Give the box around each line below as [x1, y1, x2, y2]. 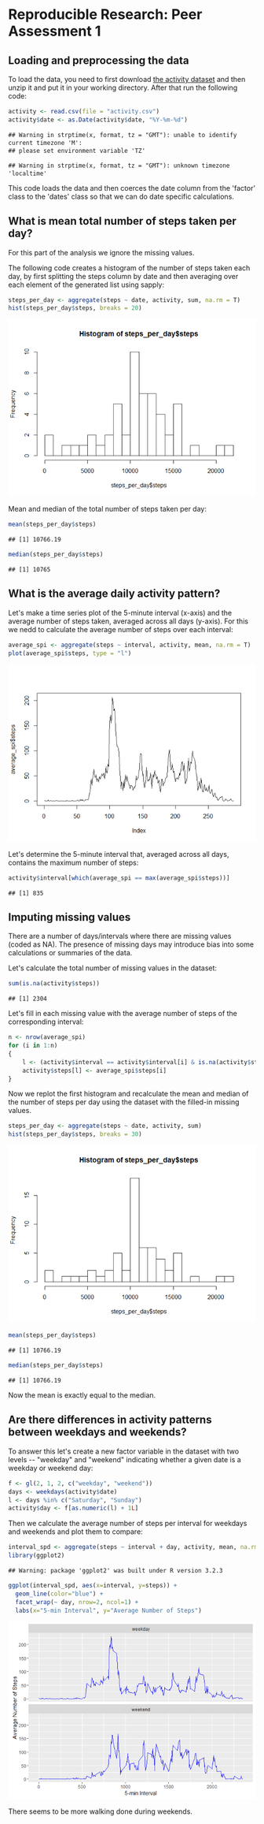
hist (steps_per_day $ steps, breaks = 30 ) [8, 1130, 143, 1138]
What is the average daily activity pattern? [8, 587, 221, 601]
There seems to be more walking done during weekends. [8, 1807, 192, 1816]
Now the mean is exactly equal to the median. [8, 1390, 156, 1400]
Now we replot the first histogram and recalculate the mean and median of [8, 1089, 249, 1099]
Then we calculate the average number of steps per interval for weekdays [8, 1519, 247, 1528]
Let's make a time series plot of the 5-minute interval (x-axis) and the [8, 608, 233, 617]
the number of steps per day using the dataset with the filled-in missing [8, 1097, 240, 1107]
